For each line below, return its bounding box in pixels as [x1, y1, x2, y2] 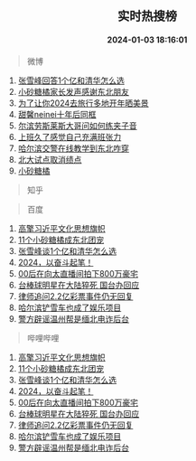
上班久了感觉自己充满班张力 [17, 131, 122, 142]
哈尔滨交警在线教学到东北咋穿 [17, 143, 129, 154]
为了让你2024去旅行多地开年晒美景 [17, 98, 149, 108]
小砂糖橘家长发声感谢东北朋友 [17, 86, 129, 97]
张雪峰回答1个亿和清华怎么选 [17, 75, 125, 86]
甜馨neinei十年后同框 [17, 108, 97, 119]
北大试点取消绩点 [17, 154, 82, 165]
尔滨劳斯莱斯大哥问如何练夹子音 [17, 120, 137, 131]
